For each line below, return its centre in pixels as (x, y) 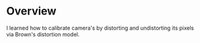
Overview (31, 11)
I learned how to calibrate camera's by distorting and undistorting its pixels (100, 28)
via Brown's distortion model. (43, 34)
